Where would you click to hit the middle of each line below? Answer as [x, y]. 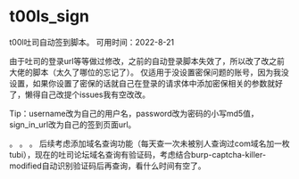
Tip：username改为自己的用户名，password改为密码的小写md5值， [134, 113]
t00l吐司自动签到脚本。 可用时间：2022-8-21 [92, 42]
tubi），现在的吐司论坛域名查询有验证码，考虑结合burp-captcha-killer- [137, 154]
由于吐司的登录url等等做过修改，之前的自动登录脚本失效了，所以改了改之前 [147, 61]
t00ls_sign [50, 16]
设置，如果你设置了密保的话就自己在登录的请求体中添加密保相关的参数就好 [146, 83]
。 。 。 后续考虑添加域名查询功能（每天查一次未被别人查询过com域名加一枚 [149, 143]
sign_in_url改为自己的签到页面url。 [73, 124]
